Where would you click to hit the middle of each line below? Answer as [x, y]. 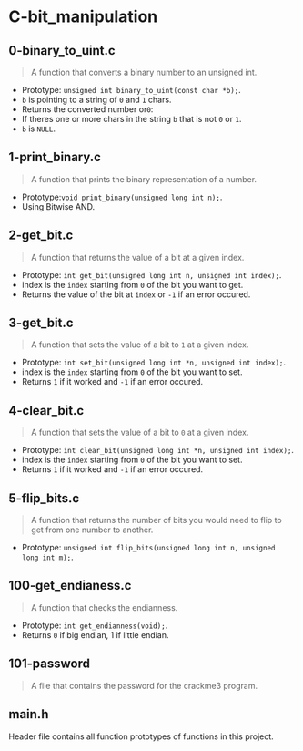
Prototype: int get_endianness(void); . [95, 625]
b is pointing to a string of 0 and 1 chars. [96, 99]
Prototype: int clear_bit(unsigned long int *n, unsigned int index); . [158, 450]
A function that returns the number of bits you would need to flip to [157, 520]
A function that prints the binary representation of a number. [143, 179]
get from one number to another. [92, 530]
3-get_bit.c [41, 323]
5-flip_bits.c [44, 498]
